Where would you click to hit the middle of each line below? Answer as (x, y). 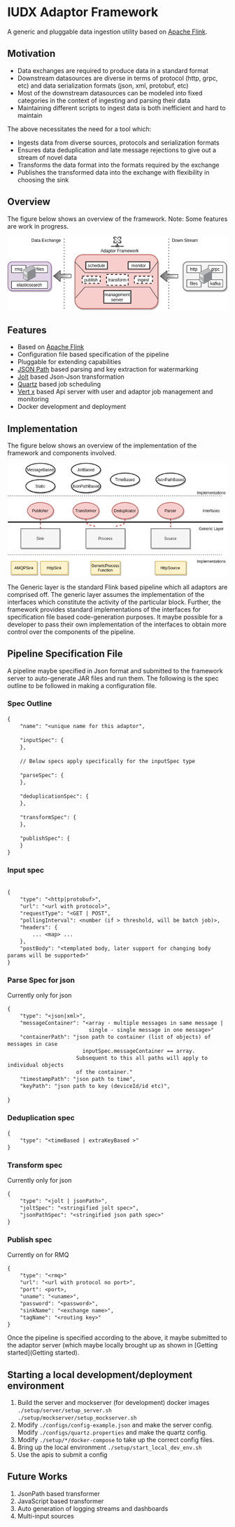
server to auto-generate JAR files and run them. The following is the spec (113, 678)
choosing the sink (43, 180)
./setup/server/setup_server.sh (64, 1411)
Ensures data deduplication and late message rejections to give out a (117, 150)
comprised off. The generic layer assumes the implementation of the (106, 594)
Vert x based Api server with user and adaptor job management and (115, 392)
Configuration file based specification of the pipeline (93, 354)
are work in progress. (38, 226)
